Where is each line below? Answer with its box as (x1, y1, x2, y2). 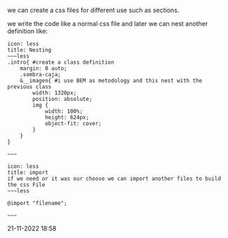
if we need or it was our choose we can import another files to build (7, 175, 221, 182)
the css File (7, 181, 46, 188)
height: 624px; (44, 114, 90, 121)
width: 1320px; (32, 90, 77, 97)
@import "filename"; (7, 199, 68, 206)
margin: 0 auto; (20, 65, 68, 72)
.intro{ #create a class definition (7, 59, 114, 66)
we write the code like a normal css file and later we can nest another (7, 20, 208, 27)
